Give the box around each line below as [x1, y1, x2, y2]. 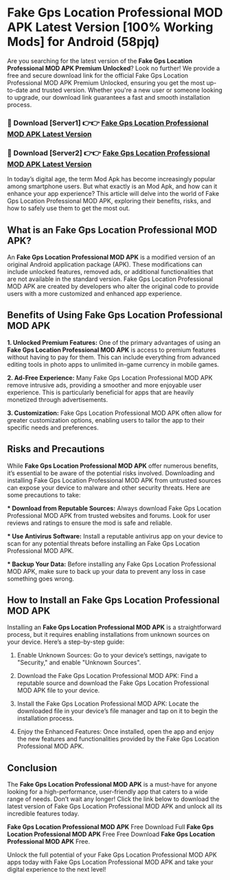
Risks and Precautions [7, 443, 105, 455]
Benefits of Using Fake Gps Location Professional [7, 309, 223, 321]
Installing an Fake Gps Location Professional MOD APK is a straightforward [7, 623, 222, 631]
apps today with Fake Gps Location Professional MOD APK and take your [7, 858, 214, 866]
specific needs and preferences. [7, 423, 99, 431]
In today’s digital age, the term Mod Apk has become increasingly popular [7, 175, 216, 183]
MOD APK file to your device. [16, 686, 100, 695]
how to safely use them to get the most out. [7, 204, 130, 212]
